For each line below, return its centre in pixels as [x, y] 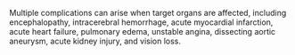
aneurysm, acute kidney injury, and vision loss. [95, 41]
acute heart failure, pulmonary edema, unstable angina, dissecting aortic [143, 31]
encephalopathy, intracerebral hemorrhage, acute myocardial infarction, [141, 22]
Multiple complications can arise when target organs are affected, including [148, 13]
